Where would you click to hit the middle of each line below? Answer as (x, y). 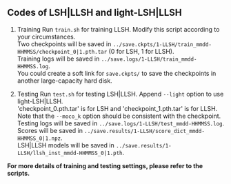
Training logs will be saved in (58, 59)
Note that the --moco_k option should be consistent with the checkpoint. (119, 116)
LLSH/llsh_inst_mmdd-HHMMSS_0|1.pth (70, 153)
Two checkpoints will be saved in (64, 44)
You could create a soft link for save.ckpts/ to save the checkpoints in (117, 73)
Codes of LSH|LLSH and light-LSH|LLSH (95, 13)
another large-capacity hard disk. (64, 81)
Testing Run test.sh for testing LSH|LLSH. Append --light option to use (120, 94)
